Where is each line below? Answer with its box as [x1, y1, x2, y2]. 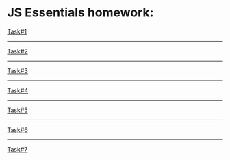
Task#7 [7, 145, 28, 153]
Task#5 [7, 106, 29, 114]
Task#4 [7, 86, 29, 94]
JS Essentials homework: [7, 5, 154, 21]
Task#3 [7, 66, 29, 75]
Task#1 [7, 27, 27, 36]
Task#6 [7, 125, 29, 134]
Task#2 [7, 46, 29, 55]
